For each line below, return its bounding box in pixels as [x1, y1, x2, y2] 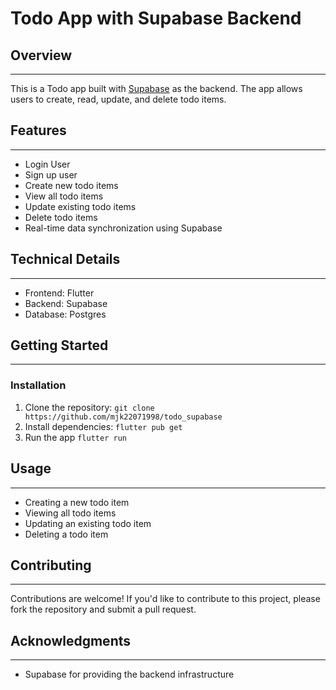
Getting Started [10, 337, 109, 354]
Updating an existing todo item [24, 517, 152, 529]
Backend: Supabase [24, 297, 108, 309]
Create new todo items [24, 179, 119, 191]
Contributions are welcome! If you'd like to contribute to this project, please [10, 593, 321, 605]
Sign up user [24, 168, 78, 181]
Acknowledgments [10, 632, 132, 649]
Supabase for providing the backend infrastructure [24, 668, 235, 681]
